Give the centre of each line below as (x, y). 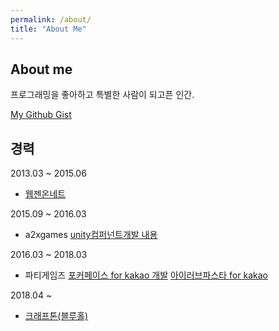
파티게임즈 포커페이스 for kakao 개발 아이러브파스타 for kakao (146, 275)
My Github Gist (41, 115)
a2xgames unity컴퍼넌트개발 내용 (91, 235)
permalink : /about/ (51, 19)
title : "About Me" (48, 29)
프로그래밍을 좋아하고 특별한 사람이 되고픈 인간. (102, 95)
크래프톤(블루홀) (56, 316)
